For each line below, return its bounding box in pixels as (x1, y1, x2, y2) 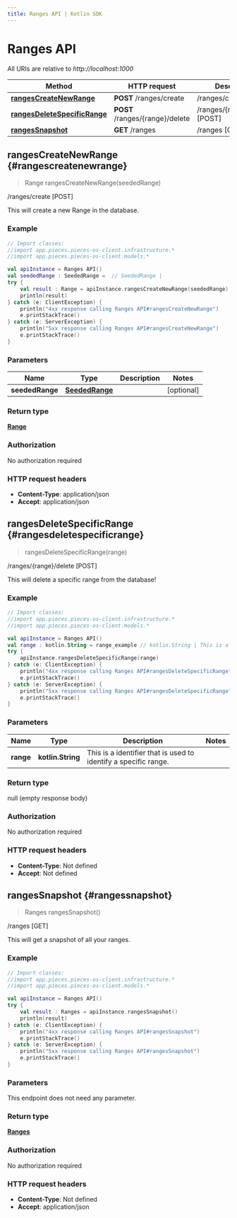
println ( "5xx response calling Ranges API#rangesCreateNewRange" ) (20, 325, 219, 333)
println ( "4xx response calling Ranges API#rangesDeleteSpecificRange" (20, 668, 232, 675)
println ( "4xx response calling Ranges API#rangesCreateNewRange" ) (20, 305, 219, 312)
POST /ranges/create (114, 93, 185, 103)
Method (45, 81, 73, 91)
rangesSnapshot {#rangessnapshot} (7, 889, 173, 901)
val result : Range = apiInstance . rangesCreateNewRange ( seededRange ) (20, 285, 229, 292)
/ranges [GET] (7, 921, 49, 931)
